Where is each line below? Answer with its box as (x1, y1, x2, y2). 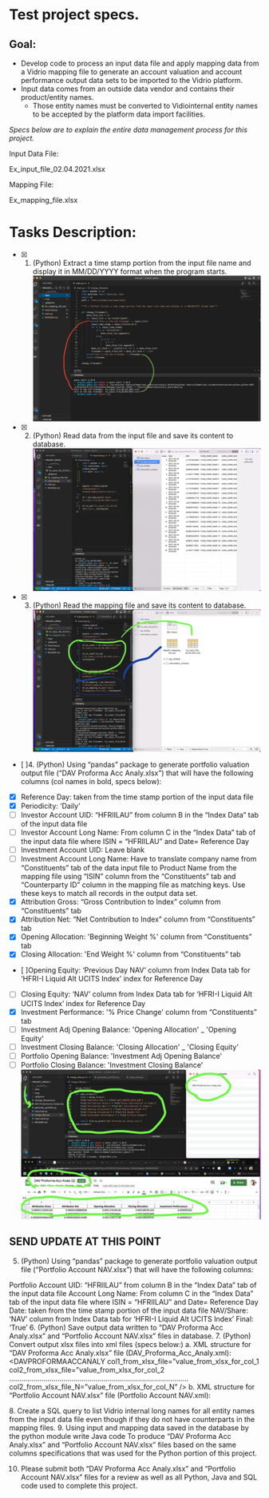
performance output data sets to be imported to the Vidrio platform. (20, 76, 243, 85)
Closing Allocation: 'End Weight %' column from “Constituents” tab (20, 949, 242, 959)
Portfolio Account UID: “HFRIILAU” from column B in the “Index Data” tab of (9, 1280, 257, 1290)
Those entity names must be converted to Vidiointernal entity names (32, 101, 259, 110)
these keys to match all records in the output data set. (20, 889, 198, 898)
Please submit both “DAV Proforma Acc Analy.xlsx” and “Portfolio (20, 1464, 236, 1473)
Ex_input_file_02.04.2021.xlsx (9, 164, 106, 173)
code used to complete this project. (20, 1480, 138, 1490)
